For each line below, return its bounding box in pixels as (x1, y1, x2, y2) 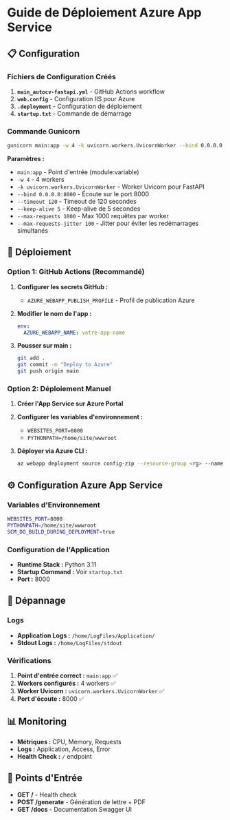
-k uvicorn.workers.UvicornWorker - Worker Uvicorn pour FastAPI (16, 182, 205, 191)
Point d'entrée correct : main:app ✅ (16, 671, 118, 680)
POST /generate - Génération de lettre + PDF (16, 797, 146, 806)
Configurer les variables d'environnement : (16, 413, 143, 421)
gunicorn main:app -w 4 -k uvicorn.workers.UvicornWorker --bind (7, 143, 198, 149)
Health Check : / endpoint (16, 752, 93, 760)
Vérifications (7, 655, 51, 665)
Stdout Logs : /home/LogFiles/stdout (16, 638, 122, 646)
